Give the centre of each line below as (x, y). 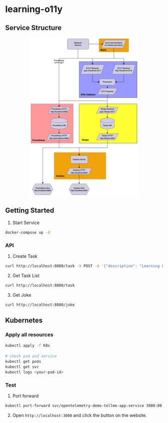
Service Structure (33, 28)
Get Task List (26, 275)
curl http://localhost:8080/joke (40, 305)
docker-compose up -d (28, 232)
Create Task (25, 256)
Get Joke (22, 295)
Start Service (26, 223)
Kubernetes (24, 321)
